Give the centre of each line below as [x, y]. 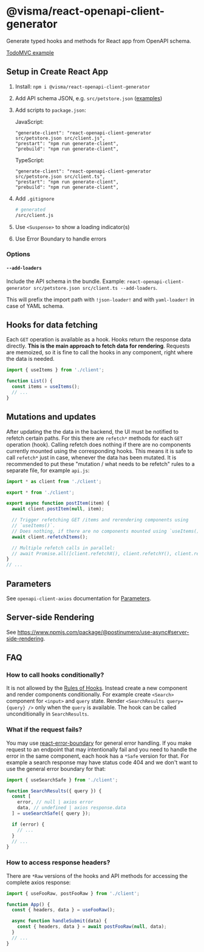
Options [18, 255]
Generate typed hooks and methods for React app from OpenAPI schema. [99, 41]
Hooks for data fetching [52, 325]
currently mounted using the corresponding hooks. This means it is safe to [100, 451]
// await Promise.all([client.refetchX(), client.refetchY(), [92, 553]
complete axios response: [39, 882]
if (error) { [28, 824]
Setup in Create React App [57, 72]
